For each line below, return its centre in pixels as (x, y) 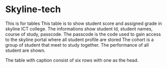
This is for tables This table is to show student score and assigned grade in (84, 23)
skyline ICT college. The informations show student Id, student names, (79, 28)
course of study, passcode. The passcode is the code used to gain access (83, 34)
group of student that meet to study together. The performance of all (77, 45)
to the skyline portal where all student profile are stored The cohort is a (79, 40)
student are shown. (25, 50)
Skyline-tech (33, 9)
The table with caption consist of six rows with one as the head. (72, 60)
